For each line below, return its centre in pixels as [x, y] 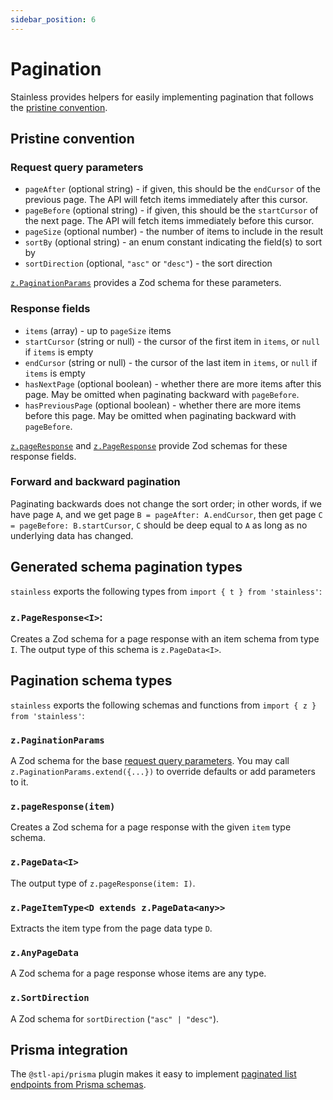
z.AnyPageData [44, 952]
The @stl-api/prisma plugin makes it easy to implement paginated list [153, 1074]
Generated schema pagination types [126, 567]
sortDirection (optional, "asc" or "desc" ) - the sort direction [148, 263]
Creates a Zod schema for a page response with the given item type [151, 827]
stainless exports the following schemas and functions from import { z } [163, 705]
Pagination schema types [91, 681]
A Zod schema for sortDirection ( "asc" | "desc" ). [115, 1018]
